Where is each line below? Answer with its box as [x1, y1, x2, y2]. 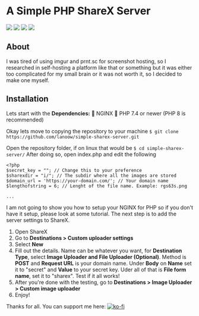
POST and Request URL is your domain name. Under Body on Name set [14, 259, 192, 267]
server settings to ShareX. [6, 216, 70, 224]
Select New [14, 240, 43, 248]
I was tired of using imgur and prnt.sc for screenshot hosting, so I [6, 58, 166, 65]
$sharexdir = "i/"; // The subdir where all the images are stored [6, 173, 177, 179]
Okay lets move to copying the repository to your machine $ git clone [6, 127, 179, 134]
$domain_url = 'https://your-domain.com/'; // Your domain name [6, 177, 169, 184]
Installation [6, 94, 49, 104]
